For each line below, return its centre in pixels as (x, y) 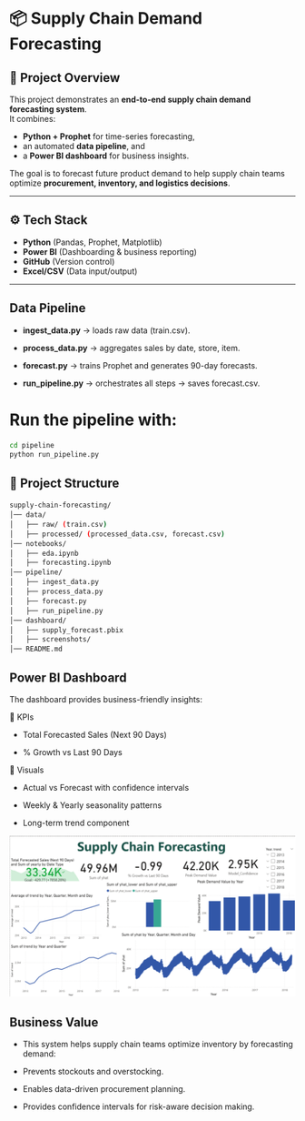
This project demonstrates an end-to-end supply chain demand (130, 99)
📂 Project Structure (64, 483)
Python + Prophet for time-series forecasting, (108, 136)
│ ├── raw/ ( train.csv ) (58, 524)
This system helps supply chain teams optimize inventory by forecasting (157, 1045)
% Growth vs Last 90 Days (72, 752)
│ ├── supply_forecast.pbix (67, 630)
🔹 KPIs (22, 717)
